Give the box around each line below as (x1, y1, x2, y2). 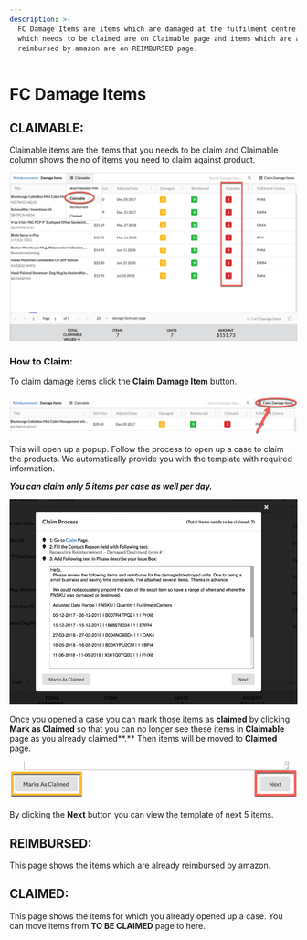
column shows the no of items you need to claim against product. (9, 154, 256, 165)
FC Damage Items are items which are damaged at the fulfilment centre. (17, 24, 301, 34)
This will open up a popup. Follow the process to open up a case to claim (9, 443, 285, 454)
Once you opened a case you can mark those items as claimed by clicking (9, 713, 291, 724)
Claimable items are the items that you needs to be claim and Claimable (9, 144, 279, 155)
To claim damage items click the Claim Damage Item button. (9, 375, 238, 386)
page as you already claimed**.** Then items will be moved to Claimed (9, 733, 278, 744)
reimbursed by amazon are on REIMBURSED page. (17, 44, 198, 53)
